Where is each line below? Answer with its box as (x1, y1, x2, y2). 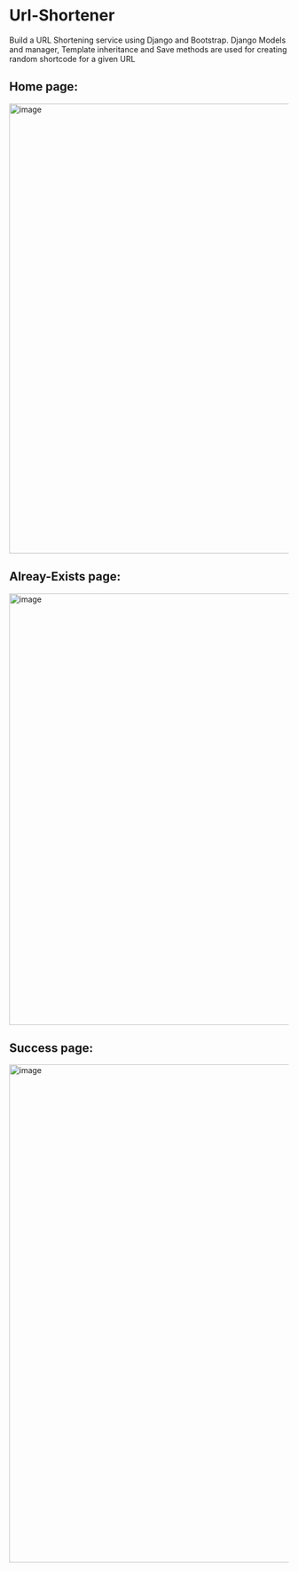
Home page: (9, 79, 78, 94)
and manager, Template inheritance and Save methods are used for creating (9, 43, 287, 54)
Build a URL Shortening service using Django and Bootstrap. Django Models (9, 35, 286, 45)
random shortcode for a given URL (9, 53, 136, 64)
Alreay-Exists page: (9, 569, 122, 584)
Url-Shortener (9, 5, 115, 26)
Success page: (9, 1040, 93, 1055)
